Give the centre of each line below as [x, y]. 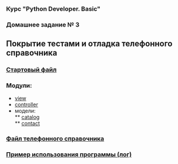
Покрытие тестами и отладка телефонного [89, 44]
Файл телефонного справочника [55, 139]
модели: [25, 111]
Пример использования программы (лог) [69, 155]
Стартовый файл [31, 70]
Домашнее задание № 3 [43, 24]
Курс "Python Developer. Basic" [53, 9]
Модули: [19, 86]
